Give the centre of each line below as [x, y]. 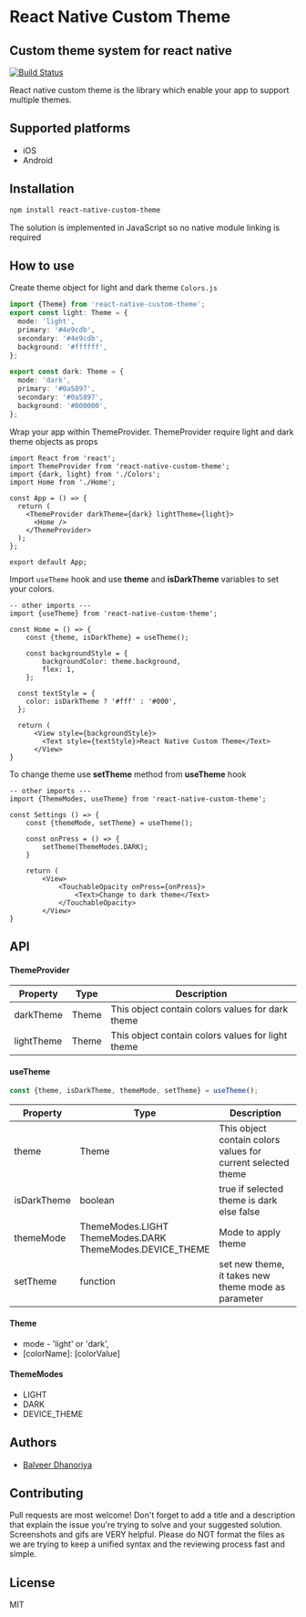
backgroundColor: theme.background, [112, 661]
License [32, 1583]
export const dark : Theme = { [67, 372]
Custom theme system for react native [121, 51]
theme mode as [252, 1287]
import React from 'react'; [63, 458]
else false [239, 1212]
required [25, 237]
